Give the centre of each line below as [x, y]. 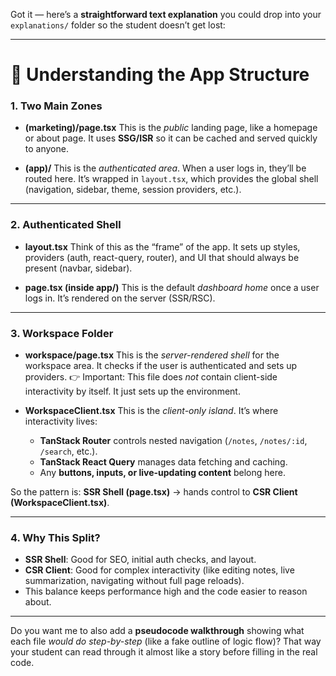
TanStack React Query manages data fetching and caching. [163, 462]
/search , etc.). [68, 451]
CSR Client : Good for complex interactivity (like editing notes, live [159, 570]
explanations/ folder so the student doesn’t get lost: [118, 25]
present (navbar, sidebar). [78, 268]
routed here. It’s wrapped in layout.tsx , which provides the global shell [171, 179]
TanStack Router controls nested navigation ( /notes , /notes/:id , [173, 441]
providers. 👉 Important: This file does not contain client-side [151, 377]
